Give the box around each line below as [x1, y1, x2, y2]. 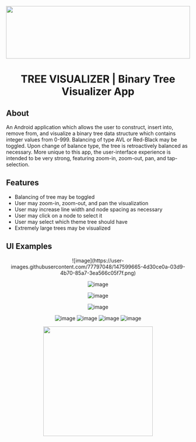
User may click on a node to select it [14, 212, 103, 219]
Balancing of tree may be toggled [14, 193, 95, 201]
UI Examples [6, 241, 52, 251]
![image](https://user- [72, 257, 124, 264]
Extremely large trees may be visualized [14, 225, 111, 232]
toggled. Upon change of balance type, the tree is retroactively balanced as [6, 143, 188, 149]
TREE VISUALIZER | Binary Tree [20, 72, 176, 86]
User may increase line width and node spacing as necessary [14, 206, 163, 213]
